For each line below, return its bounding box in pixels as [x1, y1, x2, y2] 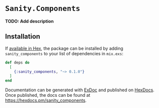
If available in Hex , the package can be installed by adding [5, 45, 124, 51]
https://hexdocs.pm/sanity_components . [5, 97, 87, 104]
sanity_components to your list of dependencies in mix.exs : [5, 50, 124, 56]
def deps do [5, 60, 30, 65]
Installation [5, 32, 40, 41]
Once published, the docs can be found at [5, 92, 91, 98]
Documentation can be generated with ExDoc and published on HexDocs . [5, 87, 155, 93]
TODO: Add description [5, 18, 54, 24]
